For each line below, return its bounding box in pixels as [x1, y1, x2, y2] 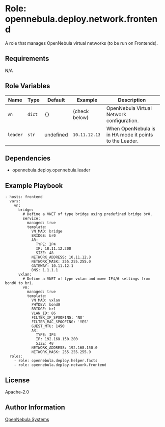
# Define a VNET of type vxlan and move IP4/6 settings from [23, 276, 151, 281]
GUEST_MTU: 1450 [31, 324, 65, 329]
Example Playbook [5, 181, 63, 190]
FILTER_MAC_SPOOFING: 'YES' [31, 320, 89, 325]
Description [117, 97, 146, 103]
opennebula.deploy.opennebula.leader [12, 167, 91, 173]
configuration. [106, 117, 139, 124]
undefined [44, 131, 68, 138]
